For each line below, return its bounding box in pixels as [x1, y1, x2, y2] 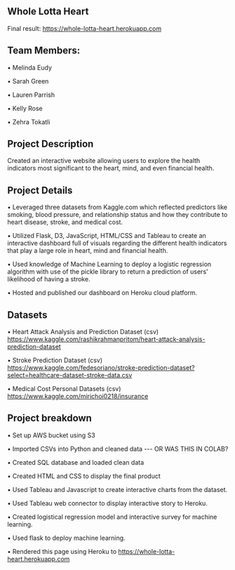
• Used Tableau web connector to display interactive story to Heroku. [7, 498, 208, 508]
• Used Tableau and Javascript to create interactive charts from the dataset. [7, 485, 228, 493]
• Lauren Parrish [7, 91, 55, 99]
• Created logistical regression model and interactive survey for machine [7, 512, 217, 521]
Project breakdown [7, 412, 93, 424]
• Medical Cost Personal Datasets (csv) [7, 385, 121, 393]
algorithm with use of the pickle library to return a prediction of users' [7, 267, 208, 276]
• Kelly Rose [7, 104, 43, 112]
